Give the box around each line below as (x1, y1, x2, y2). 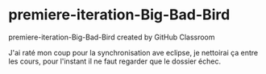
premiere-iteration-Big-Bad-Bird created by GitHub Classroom (8, 32, 215, 42)
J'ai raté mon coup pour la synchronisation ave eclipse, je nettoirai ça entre (8, 47, 259, 57)
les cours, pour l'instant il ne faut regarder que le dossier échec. (8, 56, 222, 66)
